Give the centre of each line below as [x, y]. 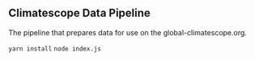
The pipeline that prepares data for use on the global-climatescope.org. [127, 32]
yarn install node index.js [55, 49]
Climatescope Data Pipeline [80, 13]
